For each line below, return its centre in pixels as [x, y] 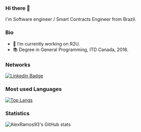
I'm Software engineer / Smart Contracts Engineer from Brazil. [71, 19]
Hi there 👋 [18, 8]
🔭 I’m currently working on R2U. [46, 43]
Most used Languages [34, 89]
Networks [18, 64]
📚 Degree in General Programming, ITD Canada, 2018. [70, 49]
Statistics [17, 114]
